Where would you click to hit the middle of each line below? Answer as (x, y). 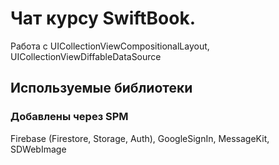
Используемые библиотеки (101, 88)
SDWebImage (38, 149)
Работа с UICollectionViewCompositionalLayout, (110, 46)
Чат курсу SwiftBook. (103, 18)
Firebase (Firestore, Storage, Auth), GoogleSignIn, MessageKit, (140, 138)
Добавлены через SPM (69, 117)
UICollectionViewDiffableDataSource (86, 56)
